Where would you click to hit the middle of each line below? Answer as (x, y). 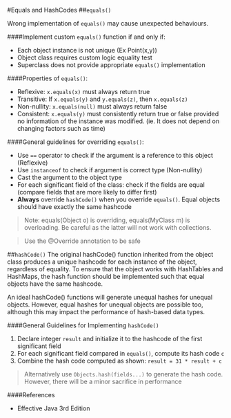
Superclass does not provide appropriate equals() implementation (111, 65)
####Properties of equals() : (48, 78)
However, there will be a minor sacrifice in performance (103, 381)
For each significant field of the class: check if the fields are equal (111, 185)
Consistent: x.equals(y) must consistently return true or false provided (118, 114)
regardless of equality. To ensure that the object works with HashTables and (115, 269)
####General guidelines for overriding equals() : (76, 142)
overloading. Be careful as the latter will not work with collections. (118, 227)
